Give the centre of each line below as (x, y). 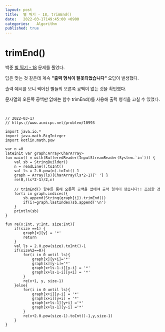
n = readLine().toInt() (39, 167)
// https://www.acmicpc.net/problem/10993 (50, 123)
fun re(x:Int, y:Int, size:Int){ (40, 224)
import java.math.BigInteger (35, 136)
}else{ (21, 286)
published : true (22, 28)
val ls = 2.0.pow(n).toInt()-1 (47, 171)
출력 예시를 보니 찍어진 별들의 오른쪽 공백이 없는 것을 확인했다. (66, 89)
